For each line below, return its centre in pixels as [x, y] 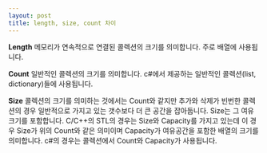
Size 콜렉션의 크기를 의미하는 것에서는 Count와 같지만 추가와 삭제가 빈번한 [125, 100]
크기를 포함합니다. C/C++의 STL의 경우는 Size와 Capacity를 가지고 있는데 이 [128, 120]
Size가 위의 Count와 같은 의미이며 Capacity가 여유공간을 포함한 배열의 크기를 [137, 130]
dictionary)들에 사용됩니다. [51, 84]
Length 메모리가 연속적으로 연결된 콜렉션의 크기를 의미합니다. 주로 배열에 [123, 47]
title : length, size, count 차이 [62, 23]
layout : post [30, 16]
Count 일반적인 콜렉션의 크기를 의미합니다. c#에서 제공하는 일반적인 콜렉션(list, [132, 73]
